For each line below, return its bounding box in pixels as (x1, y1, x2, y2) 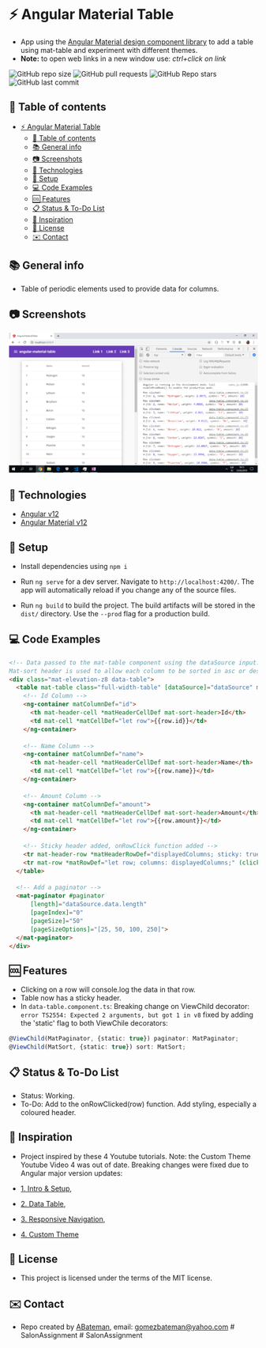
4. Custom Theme (20, 1229, 80, 1239)
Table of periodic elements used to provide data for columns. (20, 284, 219, 293)
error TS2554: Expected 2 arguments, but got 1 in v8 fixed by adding (20, 1010, 253, 1019)
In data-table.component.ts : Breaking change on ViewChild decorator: (20, 1002, 249, 1011)
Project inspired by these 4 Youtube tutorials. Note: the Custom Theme (20, 1151, 251, 1161)
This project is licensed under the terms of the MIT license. (20, 1273, 212, 1283)
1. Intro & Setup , (20, 1184, 73, 1193)
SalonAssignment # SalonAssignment (20, 1331, 143, 1340)
